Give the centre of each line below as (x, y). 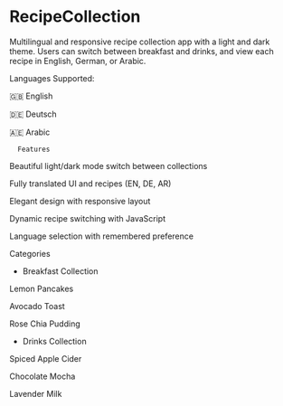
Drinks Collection (55, 341)
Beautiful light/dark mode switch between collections (108, 165)
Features (34, 149)
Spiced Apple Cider (46, 358)
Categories (30, 253)
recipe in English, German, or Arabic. (78, 61)
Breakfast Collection (60, 271)
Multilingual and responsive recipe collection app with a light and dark (140, 42)
